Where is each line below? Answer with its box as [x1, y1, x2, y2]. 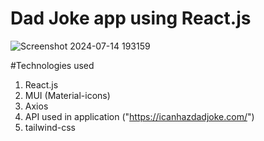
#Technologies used [10, 59, 95, 71]
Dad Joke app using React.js [10, 7, 252, 30]
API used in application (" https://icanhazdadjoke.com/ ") [24, 110, 255, 122]
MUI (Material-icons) [24, 89, 111, 101]
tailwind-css [24, 121, 76, 133]
